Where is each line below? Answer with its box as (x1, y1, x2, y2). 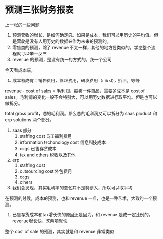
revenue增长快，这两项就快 (12, 218, 68, 224)
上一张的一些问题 (5, 22, 40, 27)
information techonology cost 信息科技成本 (19, 139, 106, 145)
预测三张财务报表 (5, 4, 74, 16)
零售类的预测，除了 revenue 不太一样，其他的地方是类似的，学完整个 (12, 44, 152, 50)
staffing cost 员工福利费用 (19, 133, 72, 139)
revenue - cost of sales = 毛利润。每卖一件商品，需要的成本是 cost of (5, 88, 145, 94)
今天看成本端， (5, 67, 35, 73)
